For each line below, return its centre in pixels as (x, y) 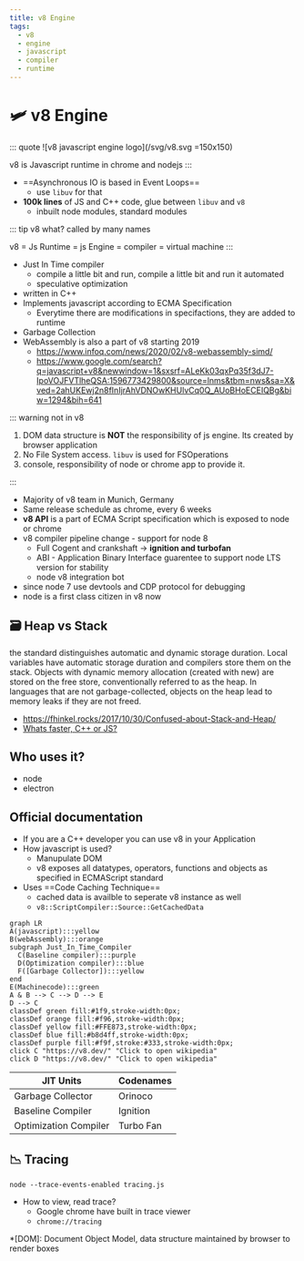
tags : (20, 26)
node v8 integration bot (80, 577)
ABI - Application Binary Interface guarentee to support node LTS (158, 558)
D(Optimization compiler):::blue (81, 964)
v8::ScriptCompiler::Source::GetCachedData (120, 907)
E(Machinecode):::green (55, 988)
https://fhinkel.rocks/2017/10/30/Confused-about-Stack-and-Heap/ (149, 718)
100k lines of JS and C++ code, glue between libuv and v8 (134, 201)
